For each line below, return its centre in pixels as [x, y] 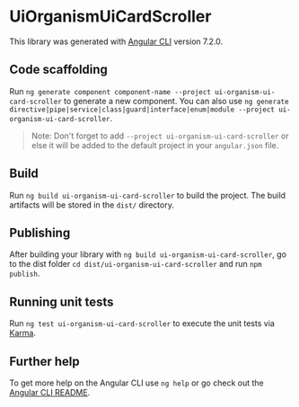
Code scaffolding [58, 70]
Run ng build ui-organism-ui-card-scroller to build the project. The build [147, 195]
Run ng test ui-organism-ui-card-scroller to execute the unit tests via [142, 323]
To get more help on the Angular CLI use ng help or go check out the [136, 383]
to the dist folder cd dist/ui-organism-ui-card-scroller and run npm [136, 264]
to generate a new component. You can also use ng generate [176, 101]
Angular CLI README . [50, 392]
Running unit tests [62, 301]
